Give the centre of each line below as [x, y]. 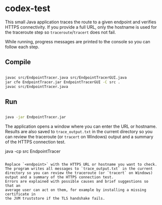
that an [13, 186]
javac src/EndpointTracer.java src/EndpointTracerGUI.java [66, 77]
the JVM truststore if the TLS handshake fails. [55, 199]
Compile [18, 62]
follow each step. [22, 47]
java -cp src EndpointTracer [33, 152]
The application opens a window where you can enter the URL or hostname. [81, 126]
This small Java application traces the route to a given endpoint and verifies [81, 22]
